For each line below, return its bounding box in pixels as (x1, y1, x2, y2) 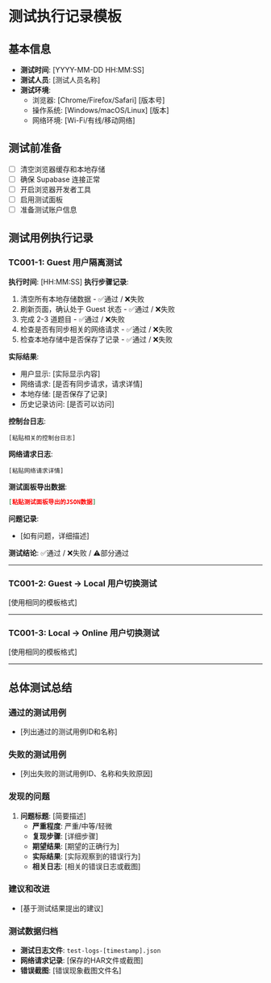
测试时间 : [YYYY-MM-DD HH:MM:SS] (19, 65, 145, 74)
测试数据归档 (8, 926, 59, 937)
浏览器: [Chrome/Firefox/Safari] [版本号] (31, 95, 165, 105)
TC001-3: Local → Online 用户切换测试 (8, 627, 160, 638)
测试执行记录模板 (8, 7, 123, 26)
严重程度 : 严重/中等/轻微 (31, 821, 113, 830)
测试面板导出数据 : (8, 481, 68, 491)
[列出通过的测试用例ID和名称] (19, 726, 118, 736)
